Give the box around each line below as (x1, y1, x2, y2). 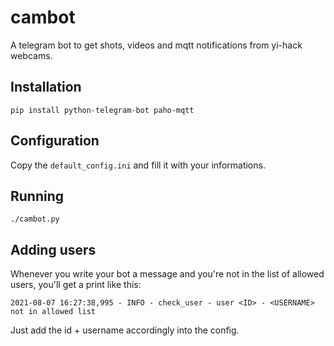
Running (10, 187, 65, 205)
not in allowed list (10, 307, 97, 317)
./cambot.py (10, 214, 60, 225)
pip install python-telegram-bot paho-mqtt (10, 105, 195, 115)
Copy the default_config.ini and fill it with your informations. (10, 159, 266, 171)
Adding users (10, 241, 97, 258)
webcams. (10, 49, 53, 61)
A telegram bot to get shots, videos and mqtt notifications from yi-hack (10, 39, 303, 51)
